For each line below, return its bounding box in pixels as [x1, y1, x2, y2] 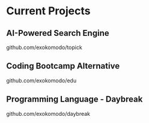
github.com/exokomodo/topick [6, 44, 82, 51]
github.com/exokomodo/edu [6, 76, 77, 84]
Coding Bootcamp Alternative [6, 61, 120, 71]
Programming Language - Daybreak [6, 94, 143, 104]
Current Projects [6, 4, 91, 18]
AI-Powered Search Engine [6, 28, 109, 38]
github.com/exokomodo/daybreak [6, 110, 91, 117]
